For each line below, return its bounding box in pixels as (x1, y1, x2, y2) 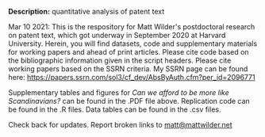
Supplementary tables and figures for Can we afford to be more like (8, 88, 229, 97)
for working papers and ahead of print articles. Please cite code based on (8, 48, 249, 56)
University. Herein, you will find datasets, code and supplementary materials (8, 39, 258, 48)
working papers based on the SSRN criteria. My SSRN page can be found (8, 64, 248, 74)
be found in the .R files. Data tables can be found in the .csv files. (8, 105, 221, 114)
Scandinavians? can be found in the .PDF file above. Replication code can (8, 97, 250, 105)
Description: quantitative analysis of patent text (8, 7, 165, 16)
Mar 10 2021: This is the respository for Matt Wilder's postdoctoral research (8, 22, 255, 31)
